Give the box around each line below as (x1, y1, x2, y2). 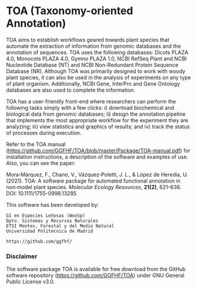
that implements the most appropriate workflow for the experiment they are (6, 116, 189, 123)
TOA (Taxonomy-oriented (6, 4, 133, 18)
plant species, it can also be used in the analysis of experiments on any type (6, 74, 191, 81)
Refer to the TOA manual (6, 141, 66, 148)
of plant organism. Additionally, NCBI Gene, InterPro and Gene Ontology (6, 80, 181, 87)
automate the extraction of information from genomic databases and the (6, 43, 181, 50)
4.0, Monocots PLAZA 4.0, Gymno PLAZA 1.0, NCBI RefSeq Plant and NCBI (6, 55, 187, 62)
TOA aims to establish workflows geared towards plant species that (6, 36, 169, 43)
